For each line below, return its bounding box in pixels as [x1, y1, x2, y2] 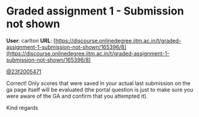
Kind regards [6, 104, 38, 111]
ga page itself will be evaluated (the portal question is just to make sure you [6, 86, 194, 93]
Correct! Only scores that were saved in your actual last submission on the [6, 80, 191, 87]
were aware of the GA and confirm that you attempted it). [6, 92, 148, 100]
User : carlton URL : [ [6, 37, 56, 44]
